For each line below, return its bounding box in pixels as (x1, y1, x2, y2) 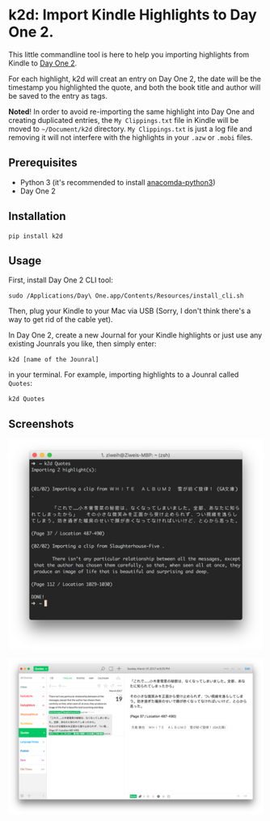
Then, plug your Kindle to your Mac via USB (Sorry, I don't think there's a (8, 306, 251, 316)
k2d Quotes (8, 395, 45, 404)
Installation (8, 209, 66, 223)
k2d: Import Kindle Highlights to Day (8, 6, 257, 24)
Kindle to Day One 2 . (8, 58, 78, 68)
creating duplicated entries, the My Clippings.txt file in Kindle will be (8, 115, 239, 125)
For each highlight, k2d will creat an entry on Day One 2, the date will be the (8, 74, 261, 83)
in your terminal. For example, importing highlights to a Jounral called (8, 370, 239, 379)
